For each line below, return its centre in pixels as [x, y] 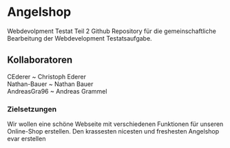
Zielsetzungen [32, 109]
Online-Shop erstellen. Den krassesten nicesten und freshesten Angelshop [113, 131]
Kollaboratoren [40, 60]
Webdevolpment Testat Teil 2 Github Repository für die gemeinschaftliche [112, 31]
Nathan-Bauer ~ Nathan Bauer [50, 84]
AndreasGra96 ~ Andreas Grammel [57, 91]
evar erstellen [27, 139]
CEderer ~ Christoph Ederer [46, 76]
